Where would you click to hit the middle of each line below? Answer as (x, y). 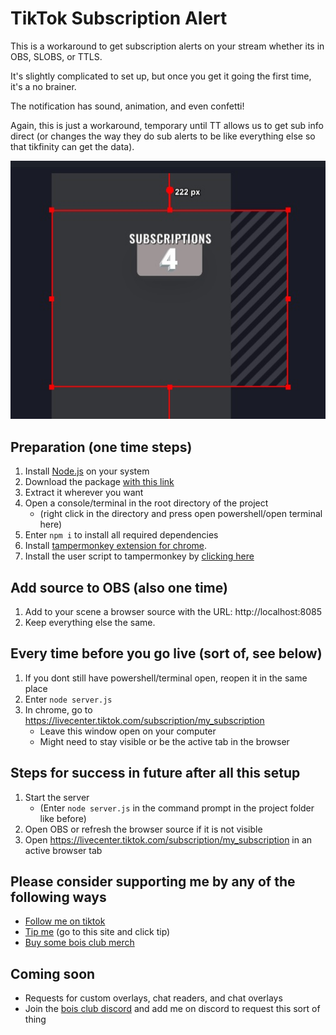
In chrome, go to (58, 709)
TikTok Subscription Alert (119, 18)
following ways (58, 897)
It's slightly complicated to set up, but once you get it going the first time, (161, 76)
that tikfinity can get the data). (72, 146)
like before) (63, 818)
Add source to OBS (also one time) (119, 587)
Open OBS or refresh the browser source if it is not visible (143, 829)
